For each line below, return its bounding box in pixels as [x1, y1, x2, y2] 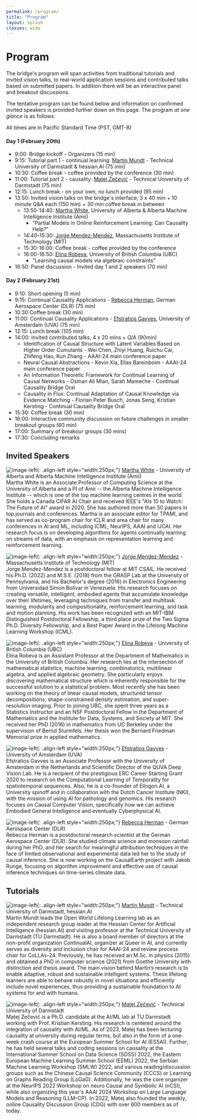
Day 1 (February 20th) [6, 137, 61, 144]
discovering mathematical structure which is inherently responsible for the [6, 677, 186, 684]
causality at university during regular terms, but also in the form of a [6, 1032, 171, 1039]
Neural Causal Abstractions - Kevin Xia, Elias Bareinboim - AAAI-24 [23, 359, 187, 366]
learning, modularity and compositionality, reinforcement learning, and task [6, 603, 188, 610]
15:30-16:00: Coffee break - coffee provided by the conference [23, 245, 176, 252]
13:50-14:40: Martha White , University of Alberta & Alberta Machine [23, 207, 187, 214]
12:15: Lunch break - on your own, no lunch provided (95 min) [14, 188, 164, 195]
